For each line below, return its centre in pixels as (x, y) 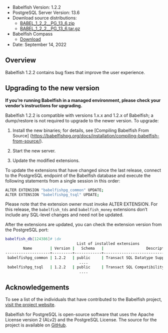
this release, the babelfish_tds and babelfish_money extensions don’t (76, 210)
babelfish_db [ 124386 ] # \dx (33, 239)
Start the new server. (34, 150)
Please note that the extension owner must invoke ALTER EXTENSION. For (81, 204)
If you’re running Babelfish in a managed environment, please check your (83, 100)
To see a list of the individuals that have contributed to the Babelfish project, (84, 299)
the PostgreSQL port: (27, 230)
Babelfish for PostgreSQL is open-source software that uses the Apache (79, 314)
